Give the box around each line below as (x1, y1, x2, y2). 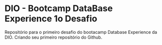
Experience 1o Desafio (4, 13, 98, 24)
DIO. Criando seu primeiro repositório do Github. (4, 34, 103, 40)
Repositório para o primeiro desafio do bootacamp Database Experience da (4, 29, 158, 35)
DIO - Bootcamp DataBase (4, 3, 113, 14)
